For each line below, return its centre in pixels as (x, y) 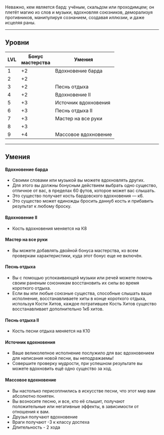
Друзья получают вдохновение (45, 417)
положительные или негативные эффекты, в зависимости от (75, 406)
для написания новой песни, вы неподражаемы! (63, 358)
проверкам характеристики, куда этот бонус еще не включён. (77, 255)
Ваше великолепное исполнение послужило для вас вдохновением (83, 353)
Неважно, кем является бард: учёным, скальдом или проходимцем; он (80, 7)
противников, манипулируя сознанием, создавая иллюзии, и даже (75, 17)
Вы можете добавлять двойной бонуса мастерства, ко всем (75, 250)
